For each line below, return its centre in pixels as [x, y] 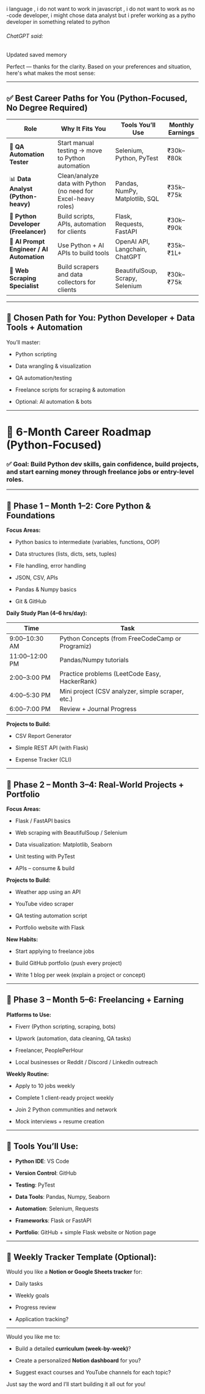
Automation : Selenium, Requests [57, 1209]
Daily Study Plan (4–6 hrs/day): [47, 613]
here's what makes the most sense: [51, 73]
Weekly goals [32, 1295]
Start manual [76, 143]
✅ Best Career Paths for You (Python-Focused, [97, 98]
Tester [19, 162]
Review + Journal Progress [98, 709]
